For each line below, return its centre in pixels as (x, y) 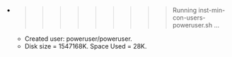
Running (185, 10)
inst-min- (211, 10)
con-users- (189, 18)
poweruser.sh (192, 25)
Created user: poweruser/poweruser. (78, 39)
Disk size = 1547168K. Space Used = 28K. (86, 46)
